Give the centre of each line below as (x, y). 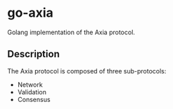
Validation (32, 92)
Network (30, 85)
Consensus (34, 99)
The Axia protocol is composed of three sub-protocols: (87, 71)
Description (33, 54)
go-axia (31, 13)
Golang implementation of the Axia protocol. (71, 32)
